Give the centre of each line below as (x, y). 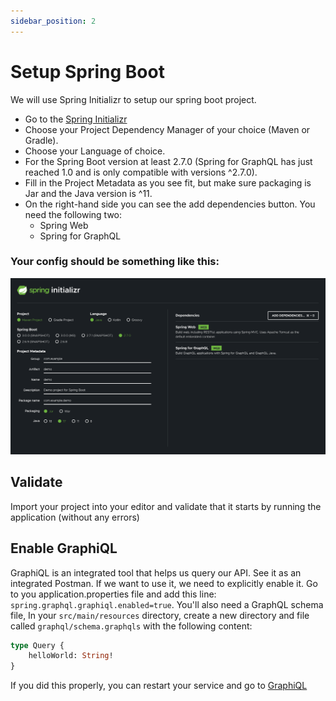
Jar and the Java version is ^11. (88, 193)
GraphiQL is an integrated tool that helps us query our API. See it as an (156, 572)
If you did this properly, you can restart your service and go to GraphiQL (159, 686)
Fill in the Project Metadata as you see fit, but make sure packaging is (168, 182)
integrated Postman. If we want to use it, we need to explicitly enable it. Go (164, 583)
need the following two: (73, 214)
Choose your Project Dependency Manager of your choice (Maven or (167, 129)
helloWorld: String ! (71, 656)
